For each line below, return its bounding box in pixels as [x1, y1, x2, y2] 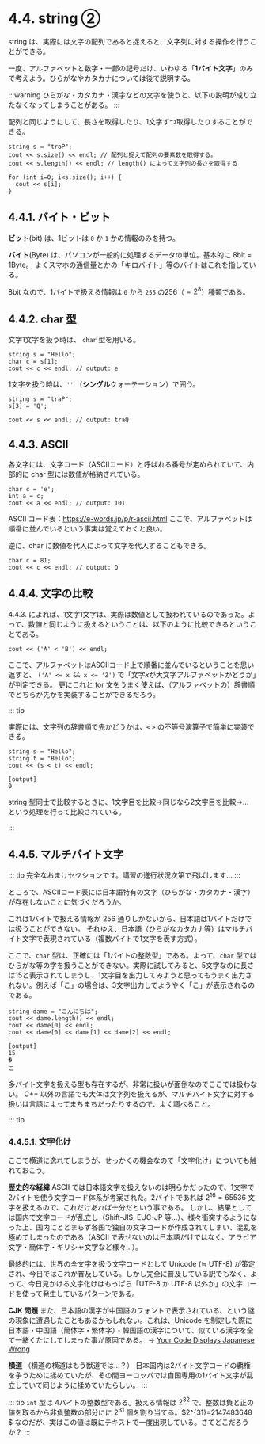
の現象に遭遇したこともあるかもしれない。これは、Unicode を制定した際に [8, 1315, 253, 1324]
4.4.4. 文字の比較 [8, 587, 93, 600]
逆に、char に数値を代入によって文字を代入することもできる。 [8, 541, 211, 551]
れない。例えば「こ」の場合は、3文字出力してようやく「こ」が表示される [8, 980, 248, 989]
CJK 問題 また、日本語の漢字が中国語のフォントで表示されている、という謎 [8, 1305, 255, 1315]
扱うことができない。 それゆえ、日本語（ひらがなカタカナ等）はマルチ [14, 924, 246, 933]
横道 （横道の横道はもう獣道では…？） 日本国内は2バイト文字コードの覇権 [8, 1360, 252, 1370]
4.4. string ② [8, 10, 101, 28]
